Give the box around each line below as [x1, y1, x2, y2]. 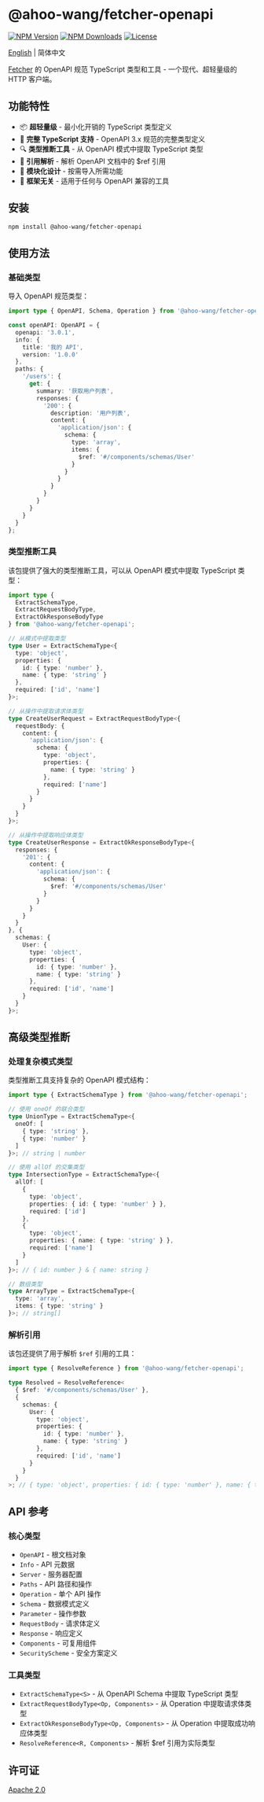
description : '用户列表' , [49, 409, 131, 417]
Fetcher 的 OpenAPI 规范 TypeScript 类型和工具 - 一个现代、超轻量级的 [8, 65, 237, 74]
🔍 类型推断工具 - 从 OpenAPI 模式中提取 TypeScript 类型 [19, 144, 204, 153]
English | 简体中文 [8, 47, 66, 57]
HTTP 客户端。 [8, 74, 57, 83]
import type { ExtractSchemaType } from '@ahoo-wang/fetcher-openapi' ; [8, 1091, 247, 1099]
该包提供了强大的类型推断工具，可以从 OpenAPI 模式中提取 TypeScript [8, 565, 236, 575]
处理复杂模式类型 [8, 1056, 73, 1067]
